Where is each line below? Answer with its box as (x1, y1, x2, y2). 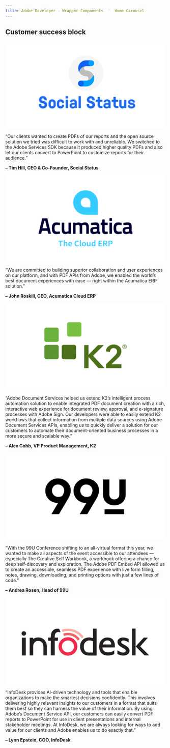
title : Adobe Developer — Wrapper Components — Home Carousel (5, 8, 145, 13)
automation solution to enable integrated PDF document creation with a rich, (5, 400, 165, 407)
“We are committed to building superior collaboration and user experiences (5, 267, 163, 273)
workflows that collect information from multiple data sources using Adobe (5, 417, 162, 423)
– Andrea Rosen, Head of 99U (5, 587, 69, 593)
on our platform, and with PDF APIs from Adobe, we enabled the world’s (5, 272, 156, 278)
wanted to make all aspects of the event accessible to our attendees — (5, 550, 154, 557)
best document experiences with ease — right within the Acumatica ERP (5, 278, 157, 284)
